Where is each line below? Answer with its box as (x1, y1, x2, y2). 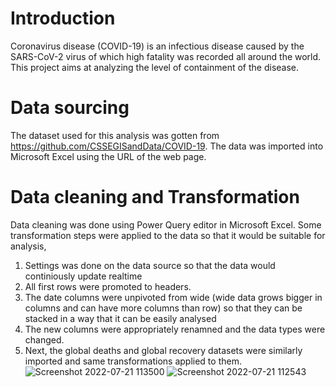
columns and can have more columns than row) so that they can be (24, 302, 303, 314)
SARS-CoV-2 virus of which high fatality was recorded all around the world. (10, 50, 322, 62)
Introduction (10, 7, 116, 30)
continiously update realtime (24, 270, 143, 282)
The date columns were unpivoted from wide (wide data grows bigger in (24, 291, 323, 303)
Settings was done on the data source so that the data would (24, 259, 276, 271)
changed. (24, 333, 65, 346)
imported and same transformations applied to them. (24, 355, 242, 367)
